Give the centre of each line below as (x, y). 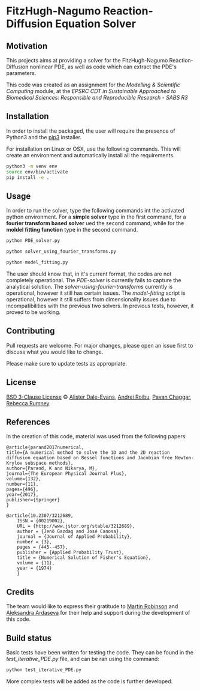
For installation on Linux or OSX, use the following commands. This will (93, 149)
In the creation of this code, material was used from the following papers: (97, 436)
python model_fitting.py (37, 262)
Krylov (14, 463)
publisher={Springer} (33, 500)
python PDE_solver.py (33, 241)
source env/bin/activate (37, 172)
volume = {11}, (36, 563)
